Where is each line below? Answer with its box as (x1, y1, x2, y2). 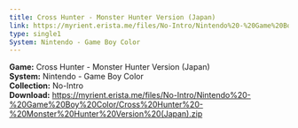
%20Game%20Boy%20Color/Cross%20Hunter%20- (9, 99, 204, 110)
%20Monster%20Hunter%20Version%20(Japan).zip (9, 109, 203, 119)
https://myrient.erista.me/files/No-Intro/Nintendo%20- (51, 90, 251, 101)
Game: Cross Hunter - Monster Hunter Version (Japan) (9, 62, 210, 72)
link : (9, 21, 29, 30)
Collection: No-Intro (9, 80, 84, 91)
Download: (9, 90, 51, 101)
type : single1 (9, 29, 62, 38)
